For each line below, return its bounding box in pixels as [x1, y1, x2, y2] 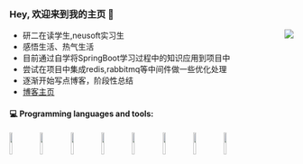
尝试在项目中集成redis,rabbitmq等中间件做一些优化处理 [22, 64, 227, 75]
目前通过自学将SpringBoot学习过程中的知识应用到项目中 [22, 52, 231, 64]
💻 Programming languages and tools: [9, 108, 154, 119]
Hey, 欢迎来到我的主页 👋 [9, 7, 115, 20]
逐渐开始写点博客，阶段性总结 [22, 75, 133, 87]
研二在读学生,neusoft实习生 [22, 30, 124, 41]
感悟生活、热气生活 [22, 41, 95, 52]
